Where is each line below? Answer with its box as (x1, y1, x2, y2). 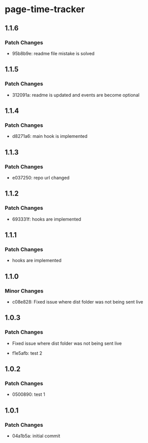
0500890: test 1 (12, 391, 45, 397)
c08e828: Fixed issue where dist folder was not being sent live (12, 299, 143, 305)
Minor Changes (5, 287, 44, 294)
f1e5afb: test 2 (12, 350, 43, 356)
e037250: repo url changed (12, 174, 69, 180)
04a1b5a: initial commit (12, 433, 60, 439)
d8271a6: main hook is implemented (12, 133, 88, 139)
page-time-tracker (5, 4, 85, 15)
